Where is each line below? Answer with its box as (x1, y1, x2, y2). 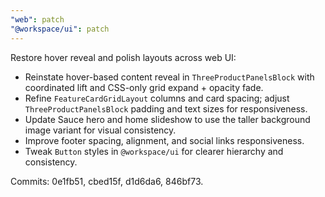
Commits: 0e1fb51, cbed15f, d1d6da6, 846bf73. (10, 175, 204, 187)
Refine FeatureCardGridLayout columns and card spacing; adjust (24, 92, 290, 104)
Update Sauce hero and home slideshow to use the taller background (24, 113, 311, 125)
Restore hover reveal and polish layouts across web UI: (10, 51, 237, 63)
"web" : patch (10, 14, 65, 25)
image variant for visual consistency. (24, 124, 177, 136)
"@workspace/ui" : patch (10, 24, 110, 34)
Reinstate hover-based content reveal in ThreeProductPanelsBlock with (24, 71, 315, 83)
